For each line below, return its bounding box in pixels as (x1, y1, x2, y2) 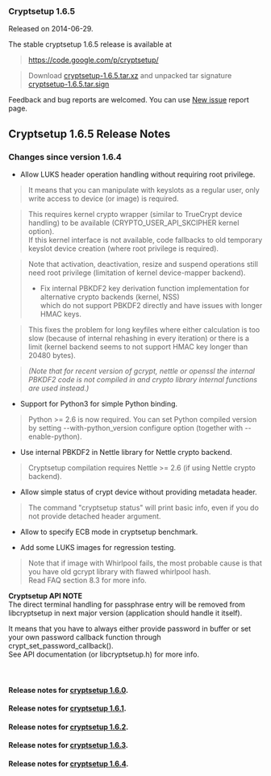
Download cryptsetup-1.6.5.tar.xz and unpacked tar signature (27, 71, 232, 81)
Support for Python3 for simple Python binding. (19, 398, 178, 408)
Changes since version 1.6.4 (8, 151, 123, 162)
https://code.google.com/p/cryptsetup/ (27, 55, 159, 65)
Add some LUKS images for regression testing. (19, 542, 176, 552)
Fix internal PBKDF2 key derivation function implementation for (40, 283, 250, 293)
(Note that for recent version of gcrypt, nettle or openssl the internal (27, 365, 256, 376)
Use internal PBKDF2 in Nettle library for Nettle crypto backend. (19, 447, 232, 457)
